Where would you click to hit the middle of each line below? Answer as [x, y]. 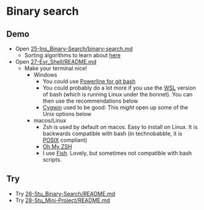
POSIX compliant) [65, 140]
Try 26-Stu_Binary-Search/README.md [65, 193]
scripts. [52, 160]
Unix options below [67, 114]
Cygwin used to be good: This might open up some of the [115, 107]
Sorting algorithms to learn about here [72, 55]
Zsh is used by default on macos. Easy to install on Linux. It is [120, 127]
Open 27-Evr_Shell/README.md [56, 62]
